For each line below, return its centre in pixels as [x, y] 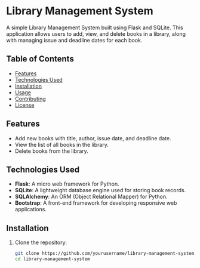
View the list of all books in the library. [62, 144]
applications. [30, 210]
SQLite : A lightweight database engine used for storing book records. [100, 190]
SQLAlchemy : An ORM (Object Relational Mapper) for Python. [91, 197]
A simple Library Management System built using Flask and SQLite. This [95, 27]
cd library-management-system [53, 259]
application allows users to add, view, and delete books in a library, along [96, 33]
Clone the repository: [41, 242]
